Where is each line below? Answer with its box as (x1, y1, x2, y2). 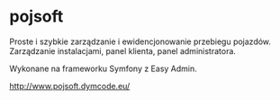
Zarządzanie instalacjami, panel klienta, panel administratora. (9, 45, 237, 56)
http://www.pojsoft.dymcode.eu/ (9, 80, 131, 91)
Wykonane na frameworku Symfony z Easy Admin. (9, 63, 198, 74)
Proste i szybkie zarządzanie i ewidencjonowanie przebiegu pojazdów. (9, 36, 272, 47)
